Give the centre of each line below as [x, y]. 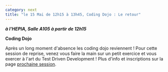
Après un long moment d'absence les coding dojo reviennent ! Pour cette [81, 48]
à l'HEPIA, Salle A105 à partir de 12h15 [46, 28]
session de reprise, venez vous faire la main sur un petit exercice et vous [81, 53]
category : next [21, 10]
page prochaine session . [31, 64]
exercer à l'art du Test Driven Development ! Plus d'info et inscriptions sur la [84, 58]
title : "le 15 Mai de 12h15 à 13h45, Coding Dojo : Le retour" [73, 14]
